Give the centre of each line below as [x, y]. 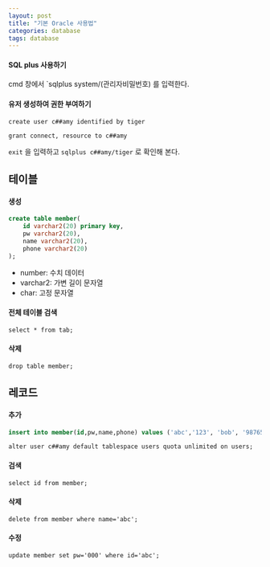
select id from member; [48, 483]
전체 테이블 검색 [33, 312]
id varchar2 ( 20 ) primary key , [74, 226]
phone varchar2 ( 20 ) [55, 249]
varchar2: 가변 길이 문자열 [61, 283]
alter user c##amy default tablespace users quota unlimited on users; [131, 447]
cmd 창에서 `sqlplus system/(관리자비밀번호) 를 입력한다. [99, 84]
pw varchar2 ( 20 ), [52, 234]
